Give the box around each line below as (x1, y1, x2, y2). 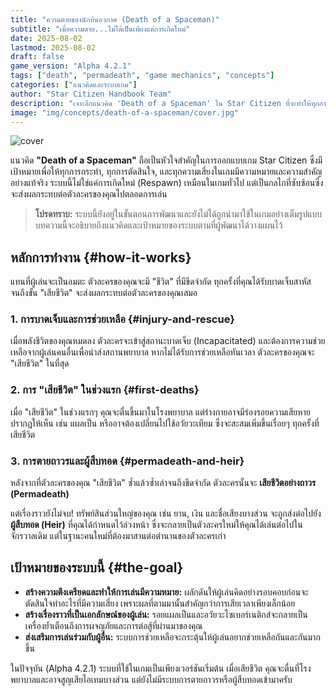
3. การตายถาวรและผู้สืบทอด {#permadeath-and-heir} (10, 454, 245, 468)
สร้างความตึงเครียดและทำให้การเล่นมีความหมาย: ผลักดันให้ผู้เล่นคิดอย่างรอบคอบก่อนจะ (24, 586, 309, 598)
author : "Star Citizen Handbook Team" (10, 89, 172, 99)
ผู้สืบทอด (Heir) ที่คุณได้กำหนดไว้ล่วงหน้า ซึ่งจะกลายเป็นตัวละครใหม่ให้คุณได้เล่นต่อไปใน (10, 519, 303, 531)
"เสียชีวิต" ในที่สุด (10, 357, 70, 370)
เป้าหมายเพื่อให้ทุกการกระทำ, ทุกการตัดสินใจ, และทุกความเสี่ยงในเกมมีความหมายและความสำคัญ (10, 166, 323, 178)
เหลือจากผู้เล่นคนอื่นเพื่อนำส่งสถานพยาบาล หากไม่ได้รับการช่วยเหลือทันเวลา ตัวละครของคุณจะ (10, 346, 315, 358)
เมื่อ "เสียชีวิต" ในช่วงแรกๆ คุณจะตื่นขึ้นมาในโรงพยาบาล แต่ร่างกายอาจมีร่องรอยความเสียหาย (10, 406, 311, 418)
